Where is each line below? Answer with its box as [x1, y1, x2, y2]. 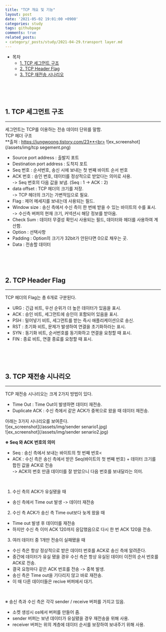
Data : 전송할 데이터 [12, 241, 51, 247]
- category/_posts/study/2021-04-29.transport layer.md [5, 40, 123, 45]
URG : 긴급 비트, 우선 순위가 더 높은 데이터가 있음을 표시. [12, 305, 122, 311]
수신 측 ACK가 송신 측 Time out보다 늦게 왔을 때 [12, 509, 105, 516]
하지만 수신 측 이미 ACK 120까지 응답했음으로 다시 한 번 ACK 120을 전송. [12, 526, 152, 532]
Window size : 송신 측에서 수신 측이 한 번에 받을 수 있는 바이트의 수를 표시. [12, 204, 157, 210]
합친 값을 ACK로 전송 [12, 462, 53, 468]
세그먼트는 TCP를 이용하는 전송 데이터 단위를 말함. [5, 126, 102, 132]
